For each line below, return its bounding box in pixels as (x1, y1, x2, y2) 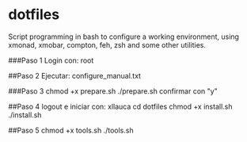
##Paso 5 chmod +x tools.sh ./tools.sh (8, 125, 134, 135)
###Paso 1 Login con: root (8, 56, 94, 65)
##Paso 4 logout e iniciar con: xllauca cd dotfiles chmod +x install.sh (8, 102, 233, 111)
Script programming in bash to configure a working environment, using (8, 32, 240, 41)
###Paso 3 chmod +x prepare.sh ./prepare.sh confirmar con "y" (8, 86, 218, 96)
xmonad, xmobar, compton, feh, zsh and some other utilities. (8, 40, 207, 49)
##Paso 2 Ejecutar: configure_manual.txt (8, 71, 141, 80)
